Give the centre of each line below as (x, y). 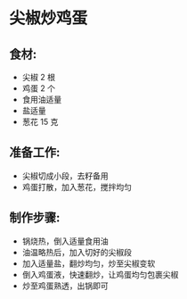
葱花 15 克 (40, 122)
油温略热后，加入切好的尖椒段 (77, 252)
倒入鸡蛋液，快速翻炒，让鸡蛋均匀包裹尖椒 (100, 274)
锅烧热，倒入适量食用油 (65, 241)
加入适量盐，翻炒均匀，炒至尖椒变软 (89, 263)
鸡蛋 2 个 (39, 88)
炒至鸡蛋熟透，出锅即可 (65, 286)
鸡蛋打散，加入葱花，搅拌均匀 (77, 187)
